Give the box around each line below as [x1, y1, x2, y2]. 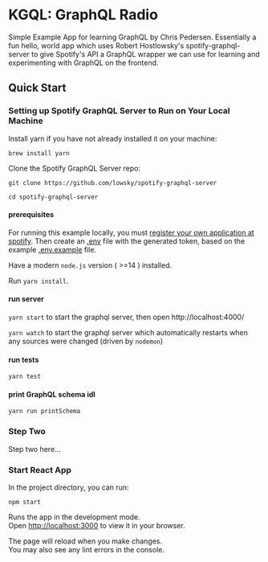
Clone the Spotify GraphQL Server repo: [8, 163, 141, 173]
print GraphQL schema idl [8, 389, 96, 399]
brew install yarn [8, 149, 70, 158]
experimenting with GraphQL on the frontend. [8, 58, 159, 68]
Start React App [8, 464, 72, 475]
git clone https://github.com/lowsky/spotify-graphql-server [8, 178, 217, 187]
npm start [8, 498, 42, 507]
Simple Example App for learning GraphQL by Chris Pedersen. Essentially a [8, 32, 257, 42]
